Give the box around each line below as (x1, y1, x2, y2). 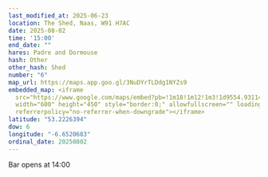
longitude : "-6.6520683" (8, 130, 91, 138)
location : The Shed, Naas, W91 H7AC (8, 19, 130, 27)
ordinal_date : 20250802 (8, 137, 88, 146)
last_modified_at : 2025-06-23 (8, 11, 109, 20)
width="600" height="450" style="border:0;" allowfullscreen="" (15, 100, 234, 108)
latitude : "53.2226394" (8, 116, 88, 124)
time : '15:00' (8, 33, 56, 42)
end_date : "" (8, 41, 52, 49)
